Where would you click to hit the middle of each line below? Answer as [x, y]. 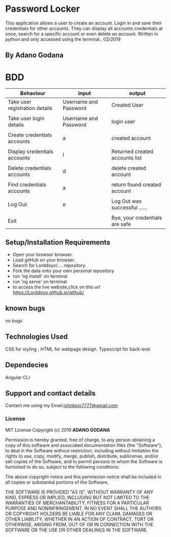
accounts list [126, 158]
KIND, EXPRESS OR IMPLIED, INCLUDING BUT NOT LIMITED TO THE [77, 497]
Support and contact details [50, 393]
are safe [121, 224]
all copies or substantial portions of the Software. [57, 482]
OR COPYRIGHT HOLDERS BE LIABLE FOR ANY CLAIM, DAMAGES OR [79, 514]
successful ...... [129, 208]
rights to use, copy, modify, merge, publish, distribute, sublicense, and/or [82, 456]
